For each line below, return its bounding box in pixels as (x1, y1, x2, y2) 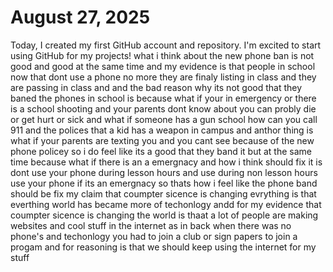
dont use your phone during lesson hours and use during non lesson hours (10, 166, 318, 178)
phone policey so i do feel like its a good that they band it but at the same (10, 145, 312, 157)
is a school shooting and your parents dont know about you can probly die (10, 102, 317, 115)
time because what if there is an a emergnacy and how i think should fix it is (10, 156, 323, 168)
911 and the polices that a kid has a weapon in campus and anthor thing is (10, 124, 314, 136)
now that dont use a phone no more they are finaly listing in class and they (10, 71, 317, 83)
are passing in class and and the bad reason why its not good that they (10, 81, 303, 93)
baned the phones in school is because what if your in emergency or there (10, 92, 317, 104)
